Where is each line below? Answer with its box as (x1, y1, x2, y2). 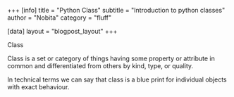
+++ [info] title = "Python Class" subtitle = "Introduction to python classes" (7, 6, 226, 14)
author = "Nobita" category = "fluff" (7, 13, 111, 22)
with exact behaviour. (7, 83, 70, 91)
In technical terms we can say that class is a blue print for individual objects (7, 75, 227, 84)
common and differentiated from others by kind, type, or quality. (7, 62, 194, 70)
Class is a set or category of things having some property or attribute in (7, 54, 215, 63)
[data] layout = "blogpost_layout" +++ (7, 27, 118, 35)
